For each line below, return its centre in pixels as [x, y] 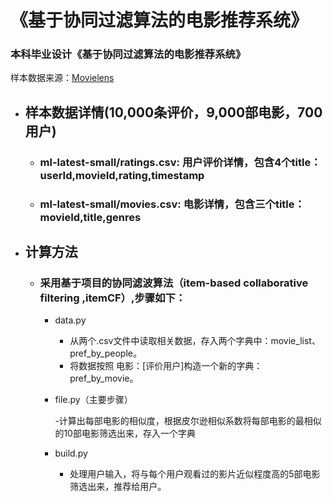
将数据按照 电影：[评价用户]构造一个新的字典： [166, 366]
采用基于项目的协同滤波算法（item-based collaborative [174, 283]
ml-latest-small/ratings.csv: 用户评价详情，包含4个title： [180, 162]
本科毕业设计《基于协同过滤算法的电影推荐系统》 [128, 54]
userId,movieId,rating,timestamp [122, 175]
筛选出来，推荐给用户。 [118, 487]
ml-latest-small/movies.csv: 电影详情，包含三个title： [172, 204]
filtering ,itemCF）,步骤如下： [113, 298]
